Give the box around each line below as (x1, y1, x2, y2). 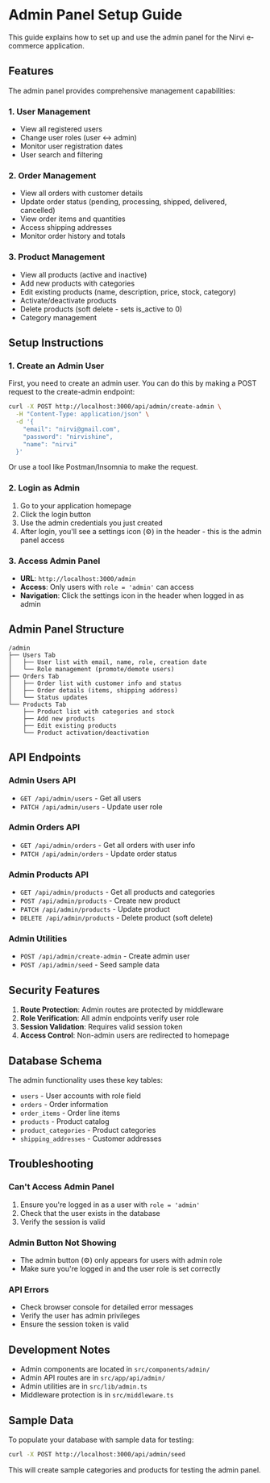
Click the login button (19, 509, 91, 519)
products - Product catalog (19, 1117, 110, 1126)
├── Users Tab (8, 651, 56, 659)
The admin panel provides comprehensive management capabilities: (8, 86, 235, 95)
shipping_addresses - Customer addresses (19, 1134, 162, 1143)
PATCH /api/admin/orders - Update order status (19, 849, 177, 858)
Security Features (8, 983, 101, 997)
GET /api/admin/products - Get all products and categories (19, 888, 215, 897)
